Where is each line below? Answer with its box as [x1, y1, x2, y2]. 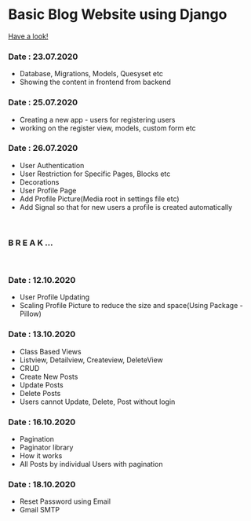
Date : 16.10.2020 [8, 416, 76, 427]
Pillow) [19, 309, 42, 319]
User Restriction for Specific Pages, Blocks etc [19, 169, 171, 178]
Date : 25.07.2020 [8, 97, 78, 108]
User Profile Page [19, 185, 77, 195]
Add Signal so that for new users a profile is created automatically [19, 202, 233, 211]
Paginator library [19, 442, 74, 453]
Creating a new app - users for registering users [19, 115, 176, 124]
